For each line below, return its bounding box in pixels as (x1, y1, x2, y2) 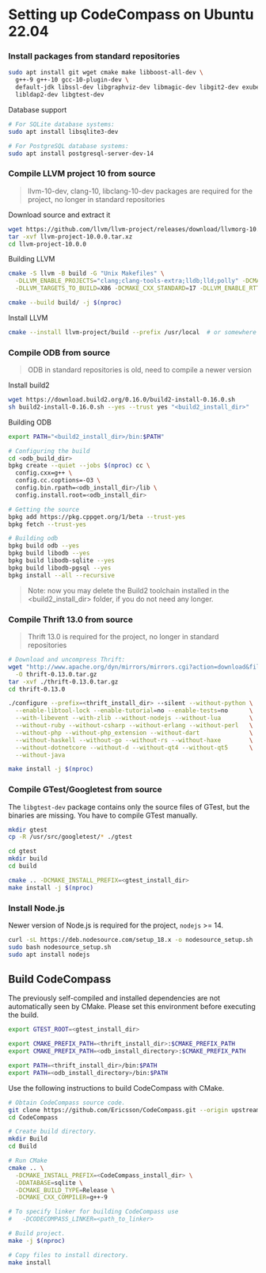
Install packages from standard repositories (8, 51, 180, 62)
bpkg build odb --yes (8, 542, 80, 550)
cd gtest (8, 848, 37, 856)
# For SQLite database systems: (8, 120, 115, 128)
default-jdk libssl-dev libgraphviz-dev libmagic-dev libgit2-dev (15, 83, 239, 92)
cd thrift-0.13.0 (8, 685, 66, 693)
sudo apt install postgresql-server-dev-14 (8, 149, 154, 158)
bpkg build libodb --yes (8, 549, 90, 558)
